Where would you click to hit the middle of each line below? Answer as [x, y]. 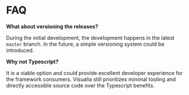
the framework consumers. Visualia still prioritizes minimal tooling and [91, 79]
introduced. [20, 50]
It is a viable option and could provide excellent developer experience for [94, 73]
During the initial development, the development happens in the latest [90, 38]
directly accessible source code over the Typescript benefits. [80, 85]
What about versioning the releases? [52, 26]
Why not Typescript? [32, 62]
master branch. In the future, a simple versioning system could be [85, 44]
